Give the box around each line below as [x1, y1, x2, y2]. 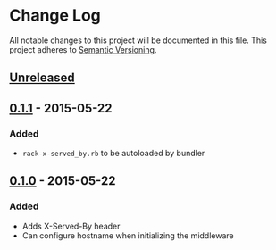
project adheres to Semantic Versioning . [9, 44, 157, 54]
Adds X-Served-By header [21, 221, 121, 231]
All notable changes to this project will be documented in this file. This [9, 35, 268, 46]
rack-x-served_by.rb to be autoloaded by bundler [21, 148, 205, 159]
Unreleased [9, 71, 76, 86]
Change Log [9, 5, 101, 26]
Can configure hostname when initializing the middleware [21, 229, 234, 241]
